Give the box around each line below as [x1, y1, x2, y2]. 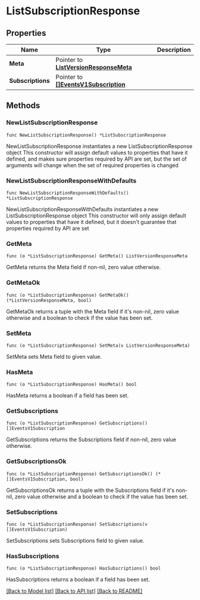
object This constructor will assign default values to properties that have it [6, 149, 188, 156]
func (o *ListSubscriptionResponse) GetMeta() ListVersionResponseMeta [6, 253, 187, 259]
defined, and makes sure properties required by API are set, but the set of [6, 155, 187, 162]
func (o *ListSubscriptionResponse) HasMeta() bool [6, 381, 137, 387]
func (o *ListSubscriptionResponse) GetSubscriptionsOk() [6, 470, 153, 477]
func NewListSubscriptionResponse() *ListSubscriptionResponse [6, 132, 167, 138]
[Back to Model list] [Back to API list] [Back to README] [6, 587, 143, 595]
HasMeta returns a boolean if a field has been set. [6, 392, 129, 399]
